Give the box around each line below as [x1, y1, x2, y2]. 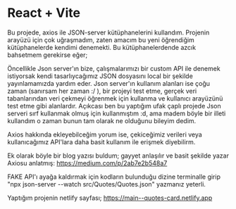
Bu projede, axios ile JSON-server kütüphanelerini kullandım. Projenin [7, 28, 210, 37]
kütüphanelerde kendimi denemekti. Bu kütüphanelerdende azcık [7, 43, 196, 51]
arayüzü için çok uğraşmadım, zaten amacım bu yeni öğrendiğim [7, 35, 195, 44]
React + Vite [7, 5, 81, 21]
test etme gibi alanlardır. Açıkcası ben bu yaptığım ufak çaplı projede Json [7, 101, 222, 110]
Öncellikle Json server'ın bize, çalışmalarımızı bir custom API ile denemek [7, 64, 221, 72]
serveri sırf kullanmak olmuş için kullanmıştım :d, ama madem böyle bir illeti [7, 109, 226, 118]
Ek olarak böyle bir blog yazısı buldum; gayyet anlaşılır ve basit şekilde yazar [7, 151, 229, 160]
